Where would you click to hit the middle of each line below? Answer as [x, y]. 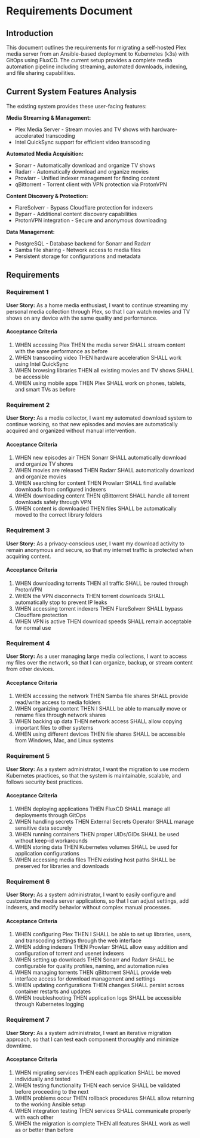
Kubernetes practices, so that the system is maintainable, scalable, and [94, 775]
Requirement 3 [28, 530]
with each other [34, 1117]
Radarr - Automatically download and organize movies [82, 171]
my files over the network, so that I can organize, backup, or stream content [99, 662]
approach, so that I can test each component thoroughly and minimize [93, 1039]
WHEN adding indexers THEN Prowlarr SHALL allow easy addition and [101, 947]
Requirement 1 [27, 292]
